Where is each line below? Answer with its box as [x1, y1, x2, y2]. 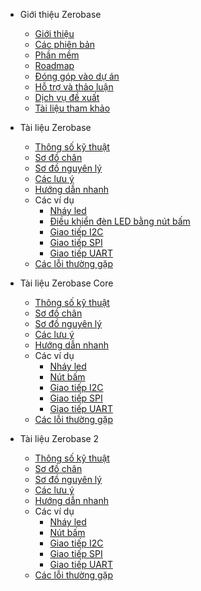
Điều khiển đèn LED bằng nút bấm [49, 215, 191, 227]
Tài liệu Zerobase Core [19, 277, 114, 289]
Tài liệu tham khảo [34, 102, 111, 114]
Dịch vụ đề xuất [34, 92, 100, 103]
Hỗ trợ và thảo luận [34, 81, 114, 93]
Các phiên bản [34, 39, 96, 50]
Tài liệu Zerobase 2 [19, 433, 100, 444]
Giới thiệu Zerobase [19, 9, 102, 20]
